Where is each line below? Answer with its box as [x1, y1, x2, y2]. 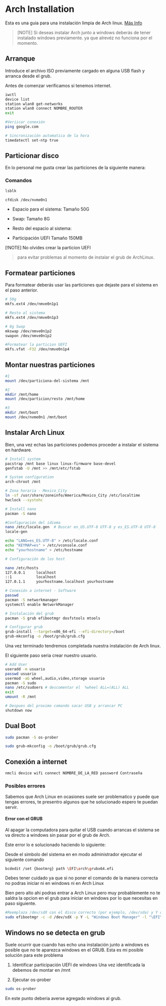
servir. [5, 804, 18, 810]
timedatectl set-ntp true [5, 138, 58, 143]
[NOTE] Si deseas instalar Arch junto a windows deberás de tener [17, 29, 151, 35]
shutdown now [5, 708, 32, 713]
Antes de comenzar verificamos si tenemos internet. [5, 82, 112, 88]
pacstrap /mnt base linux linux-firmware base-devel [5, 461, 116, 466]
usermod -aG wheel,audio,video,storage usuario [5, 676, 105, 681]
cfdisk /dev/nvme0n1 [5, 197, 48, 202]
